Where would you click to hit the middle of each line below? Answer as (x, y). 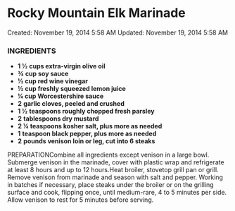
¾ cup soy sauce (43, 74)
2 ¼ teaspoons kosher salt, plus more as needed (90, 126)
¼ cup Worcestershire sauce (61, 96)
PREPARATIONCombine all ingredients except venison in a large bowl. (108, 155)
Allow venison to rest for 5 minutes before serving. (81, 200)
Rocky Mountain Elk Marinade (97, 13)
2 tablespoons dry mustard (58, 119)
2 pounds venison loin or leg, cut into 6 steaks (86, 141)
